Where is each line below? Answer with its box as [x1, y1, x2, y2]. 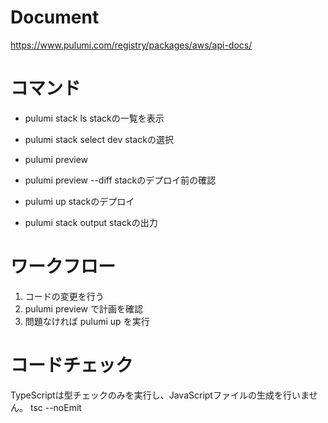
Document [10, 6, 100, 29]
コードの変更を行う [24, 290, 105, 302]
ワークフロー [10, 256, 117, 278]
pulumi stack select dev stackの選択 [24, 133, 174, 145]
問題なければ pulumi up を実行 [24, 315, 150, 327]
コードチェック [10, 354, 134, 376]
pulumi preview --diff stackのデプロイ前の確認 [24, 174, 217, 186]
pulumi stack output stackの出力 [24, 216, 158, 228]
